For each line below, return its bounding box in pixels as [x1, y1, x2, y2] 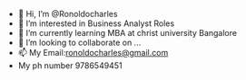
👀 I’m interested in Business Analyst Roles [17, 18, 175, 29]
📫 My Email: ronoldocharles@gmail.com [17, 48, 169, 58]
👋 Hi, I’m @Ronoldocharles [17, 9, 118, 19]
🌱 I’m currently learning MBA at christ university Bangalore [17, 28, 238, 38]
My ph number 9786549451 [17, 60, 123, 71]
